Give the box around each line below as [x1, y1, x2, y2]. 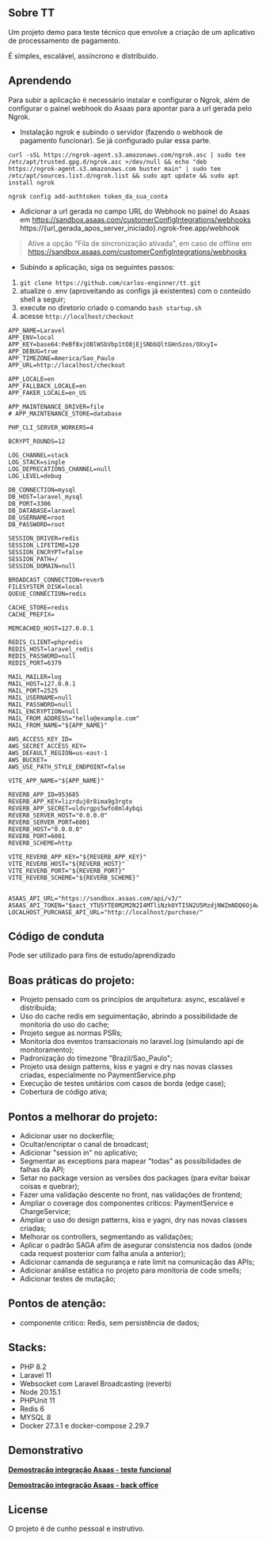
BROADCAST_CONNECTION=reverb [8, 575, 104, 584]
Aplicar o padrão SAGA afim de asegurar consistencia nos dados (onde [19, 1240, 253, 1250]
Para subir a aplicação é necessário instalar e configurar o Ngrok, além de [8, 95, 250, 104]
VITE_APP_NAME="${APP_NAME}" [8, 776, 104, 784]
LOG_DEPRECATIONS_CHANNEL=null [8, 465, 112, 473]
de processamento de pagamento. [8, 36, 121, 45]
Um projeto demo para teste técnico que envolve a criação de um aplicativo [8, 27, 256, 36]
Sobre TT [8, 6, 55, 20]
